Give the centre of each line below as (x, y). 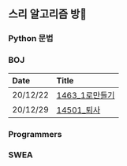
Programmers (35, 134)
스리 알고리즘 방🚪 (47, 14)
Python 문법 (31, 39)
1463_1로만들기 (86, 95)
